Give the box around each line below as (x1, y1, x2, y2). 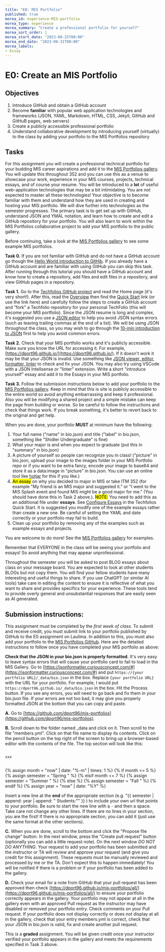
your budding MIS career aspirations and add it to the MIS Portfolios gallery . (5, 166, 159, 172)
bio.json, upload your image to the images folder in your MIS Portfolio (12, 458, 153, 463)
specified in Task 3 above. (5, 942, 58, 948)
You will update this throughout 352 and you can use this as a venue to (5, 171, 149, 177)
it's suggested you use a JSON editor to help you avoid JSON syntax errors (5, 315, 158, 321)
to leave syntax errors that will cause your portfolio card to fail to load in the (5, 659, 158, 665)
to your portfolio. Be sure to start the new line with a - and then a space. (5, 803, 151, 809)
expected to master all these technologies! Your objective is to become (5, 192, 149, 198)
